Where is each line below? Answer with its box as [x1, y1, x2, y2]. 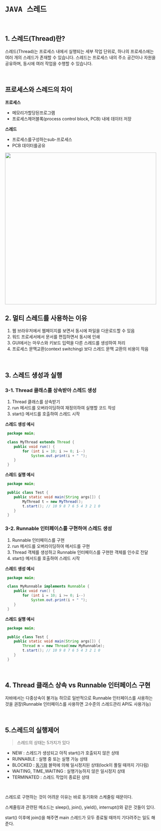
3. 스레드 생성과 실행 [5, 371, 62, 379]
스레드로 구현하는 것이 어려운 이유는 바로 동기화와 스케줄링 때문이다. [5, 794, 133, 800]
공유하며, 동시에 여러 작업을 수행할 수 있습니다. [5, 60, 93, 66]
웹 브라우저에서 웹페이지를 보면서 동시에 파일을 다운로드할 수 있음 [12, 328, 135, 334]
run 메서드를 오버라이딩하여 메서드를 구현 [12, 543, 90, 549]
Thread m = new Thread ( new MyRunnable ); [22, 644, 105, 648]
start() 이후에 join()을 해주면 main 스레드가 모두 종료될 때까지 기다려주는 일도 [5, 814, 150, 821]
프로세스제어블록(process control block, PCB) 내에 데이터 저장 [12, 116, 132, 121]
